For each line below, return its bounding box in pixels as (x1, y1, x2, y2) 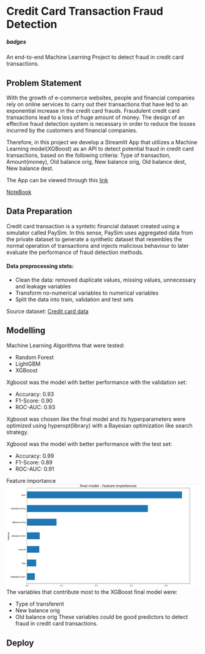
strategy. (6, 428, 29, 436)
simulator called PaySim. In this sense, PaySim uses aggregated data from (6, 229, 193, 236)
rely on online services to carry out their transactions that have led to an (6, 100, 188, 108)
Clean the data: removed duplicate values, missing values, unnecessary (15, 276, 196, 283)
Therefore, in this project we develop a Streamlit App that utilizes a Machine (6, 138, 198, 145)
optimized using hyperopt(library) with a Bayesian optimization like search (6, 421, 193, 429)
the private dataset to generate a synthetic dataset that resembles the (6, 235, 182, 243)
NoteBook (6, 188, 32, 196)
